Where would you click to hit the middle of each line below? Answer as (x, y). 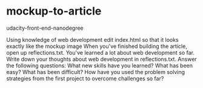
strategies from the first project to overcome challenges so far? (85, 78)
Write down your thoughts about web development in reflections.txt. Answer (101, 59)
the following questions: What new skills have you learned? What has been (99, 66)
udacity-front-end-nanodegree (45, 28)
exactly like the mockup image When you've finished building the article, (97, 46)
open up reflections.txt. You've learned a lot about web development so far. (101, 52)
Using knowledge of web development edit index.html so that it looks (92, 39)
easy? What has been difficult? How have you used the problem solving (96, 72)
